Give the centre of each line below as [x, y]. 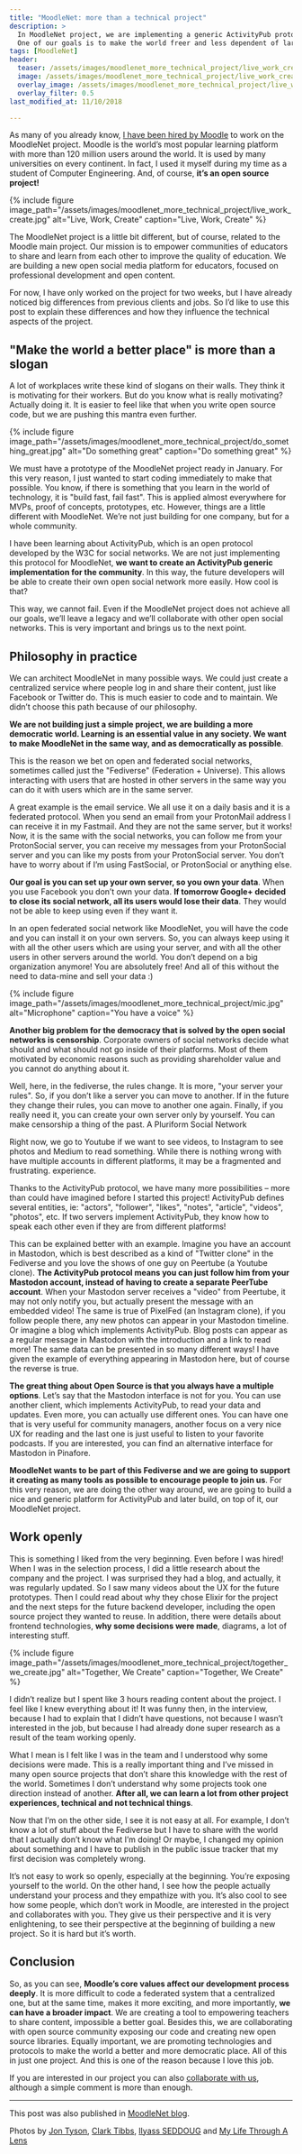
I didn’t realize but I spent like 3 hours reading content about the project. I [145, 1699]
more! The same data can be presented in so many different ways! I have [144, 1349]
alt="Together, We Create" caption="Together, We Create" [175, 1672]
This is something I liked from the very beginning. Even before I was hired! [147, 1558]
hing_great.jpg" [38, 451]
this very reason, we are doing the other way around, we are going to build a [151, 1489]
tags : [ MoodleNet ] [44, 51]
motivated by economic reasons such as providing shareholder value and [145, 1059]
